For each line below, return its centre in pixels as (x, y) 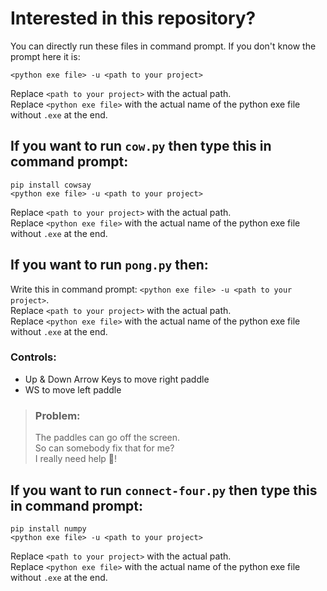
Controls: (33, 357)
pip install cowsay (51, 185)
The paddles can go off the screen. (107, 438)
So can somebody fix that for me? (104, 448)
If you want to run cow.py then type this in (141, 146)
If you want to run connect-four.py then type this (164, 490)
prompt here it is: (45, 56)
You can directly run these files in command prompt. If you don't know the (163, 46)
